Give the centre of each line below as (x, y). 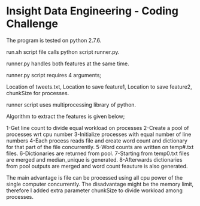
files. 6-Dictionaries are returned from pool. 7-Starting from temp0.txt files (98, 153)
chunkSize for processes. (38, 93)
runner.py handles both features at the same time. (68, 63)
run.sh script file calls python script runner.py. (63, 51)
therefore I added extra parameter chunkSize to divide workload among (94, 190)
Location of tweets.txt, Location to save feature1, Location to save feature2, (99, 87)
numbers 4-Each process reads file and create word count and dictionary (97, 140)
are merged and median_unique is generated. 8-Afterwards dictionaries (94, 159)
